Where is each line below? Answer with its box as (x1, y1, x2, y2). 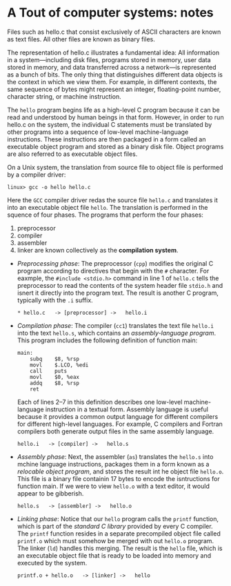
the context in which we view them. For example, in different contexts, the (7, 77, 217, 86)
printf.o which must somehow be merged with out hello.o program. (17, 536, 214, 545)
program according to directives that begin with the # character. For (17, 266, 210, 275)
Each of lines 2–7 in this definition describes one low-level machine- (17, 398, 212, 406)
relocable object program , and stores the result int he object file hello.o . (17, 467, 224, 476)
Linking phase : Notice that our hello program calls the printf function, (17, 514, 219, 522)
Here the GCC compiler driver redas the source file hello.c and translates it (7, 195, 219, 204)
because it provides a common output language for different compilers (17, 412, 219, 420)
